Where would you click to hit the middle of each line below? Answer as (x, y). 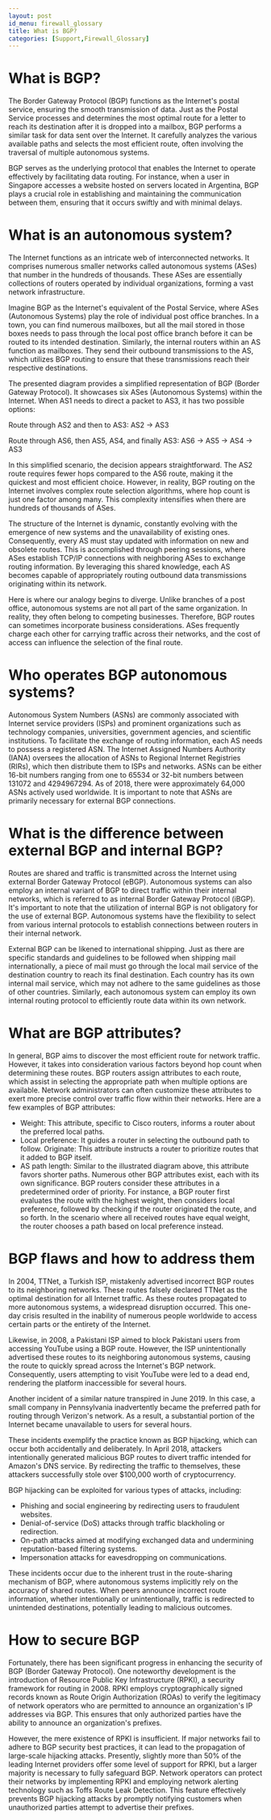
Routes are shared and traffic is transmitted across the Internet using (123, 873)
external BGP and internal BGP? (116, 851)
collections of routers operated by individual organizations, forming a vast (131, 283)
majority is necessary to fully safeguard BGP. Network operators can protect (135, 1772)
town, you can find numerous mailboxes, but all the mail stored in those (127, 325)
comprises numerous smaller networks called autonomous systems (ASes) (133, 266)
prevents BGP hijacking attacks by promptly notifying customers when (125, 1798)
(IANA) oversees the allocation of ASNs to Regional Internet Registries (125, 758)
